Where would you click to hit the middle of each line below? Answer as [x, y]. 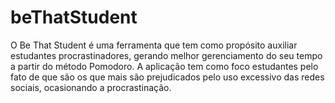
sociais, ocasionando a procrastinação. [91, 87]
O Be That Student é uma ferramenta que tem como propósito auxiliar [154, 45]
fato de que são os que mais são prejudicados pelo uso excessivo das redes [167, 77]
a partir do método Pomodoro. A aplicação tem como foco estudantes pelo [164, 66]
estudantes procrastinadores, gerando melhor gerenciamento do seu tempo [166, 55]
